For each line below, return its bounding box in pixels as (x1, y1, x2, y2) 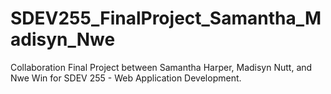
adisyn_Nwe (10, 28, 116, 51)
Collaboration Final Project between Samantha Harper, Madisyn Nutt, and (10, 61, 313, 73)
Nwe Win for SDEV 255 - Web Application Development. (10, 72, 242, 84)
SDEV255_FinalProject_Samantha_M (10, 7, 322, 30)
